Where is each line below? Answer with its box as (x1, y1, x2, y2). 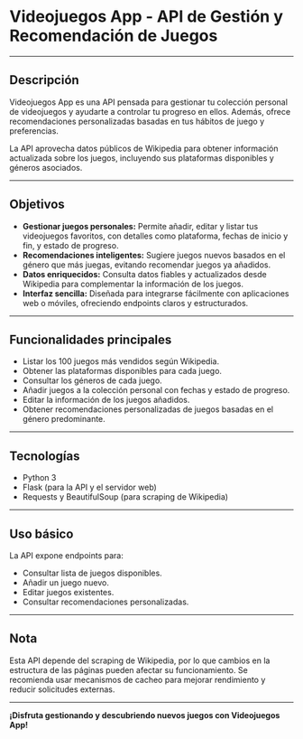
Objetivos (9, 197, 65, 212)
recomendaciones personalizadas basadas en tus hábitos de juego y (9, 116, 265, 126)
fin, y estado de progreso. (22, 239, 119, 250)
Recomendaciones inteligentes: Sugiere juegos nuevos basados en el (22, 249, 286, 260)
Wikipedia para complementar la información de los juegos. (22, 278, 244, 289)
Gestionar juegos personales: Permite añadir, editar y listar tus (22, 220, 259, 231)
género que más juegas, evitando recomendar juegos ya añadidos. (22, 259, 271, 270)
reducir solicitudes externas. (9, 684, 115, 695)
